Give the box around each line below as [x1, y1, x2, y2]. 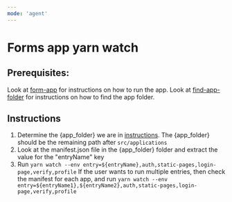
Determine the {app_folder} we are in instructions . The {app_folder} [17, 131, 210, 139]
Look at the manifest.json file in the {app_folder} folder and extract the [17, 145, 218, 154]
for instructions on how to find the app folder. [25, 92, 155, 101]
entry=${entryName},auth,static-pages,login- [82, 161, 217, 169]
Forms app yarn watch [7, 39, 139, 55]
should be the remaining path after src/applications [17, 139, 168, 147]
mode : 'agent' [7, 10, 48, 17]
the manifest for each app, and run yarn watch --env [17, 175, 168, 183]
